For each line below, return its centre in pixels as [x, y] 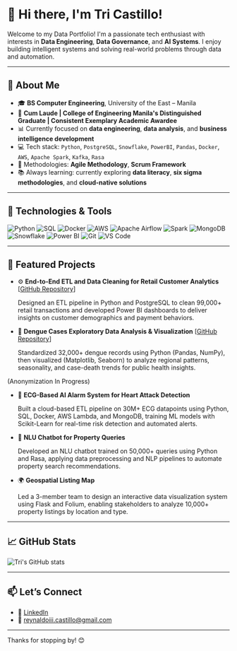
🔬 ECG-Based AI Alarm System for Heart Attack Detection [104, 395]
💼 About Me [34, 85]
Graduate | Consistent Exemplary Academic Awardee [97, 120]
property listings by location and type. [73, 512]
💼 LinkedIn [33, 612]
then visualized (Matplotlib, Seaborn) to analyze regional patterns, [113, 360]
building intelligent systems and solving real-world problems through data [115, 49]
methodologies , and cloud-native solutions [82, 182]
